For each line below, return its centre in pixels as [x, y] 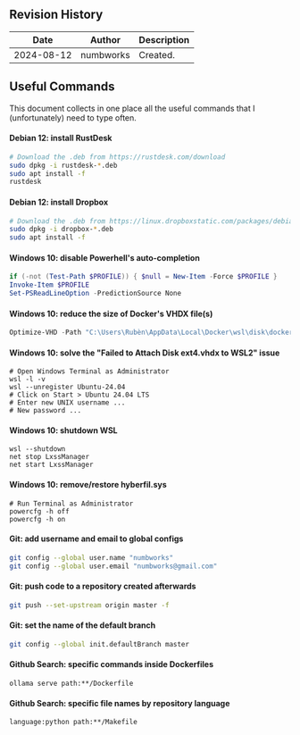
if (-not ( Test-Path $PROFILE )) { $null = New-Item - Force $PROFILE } [143, 277]
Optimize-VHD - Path [46, 333]
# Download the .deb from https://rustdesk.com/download [117, 157]
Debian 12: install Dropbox [59, 202]
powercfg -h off [39, 511]
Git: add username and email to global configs [96, 539]
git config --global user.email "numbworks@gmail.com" [113, 566]
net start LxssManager [51, 465]
